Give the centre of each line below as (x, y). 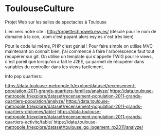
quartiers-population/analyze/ (35, 101)
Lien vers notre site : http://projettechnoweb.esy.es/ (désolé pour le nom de (81, 31)
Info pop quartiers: (24, 76)
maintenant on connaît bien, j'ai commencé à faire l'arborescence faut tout (80, 51)
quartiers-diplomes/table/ (31, 111)
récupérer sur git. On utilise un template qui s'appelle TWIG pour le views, (79, 56)
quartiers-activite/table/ (29, 122)
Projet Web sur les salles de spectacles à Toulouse (56, 22)
